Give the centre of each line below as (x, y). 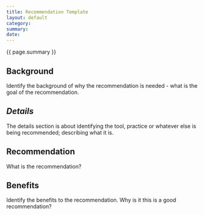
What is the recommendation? (44, 166)
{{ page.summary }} (31, 52)
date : (13, 35)
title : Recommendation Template (47, 12)
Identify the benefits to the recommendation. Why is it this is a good (91, 200)
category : (19, 23)
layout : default (27, 18)
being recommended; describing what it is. (60, 132)
